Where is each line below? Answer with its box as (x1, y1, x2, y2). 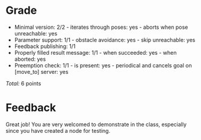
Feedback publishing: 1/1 (14, 43, 76, 50)
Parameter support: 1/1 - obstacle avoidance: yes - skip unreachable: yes (14, 36, 196, 43)
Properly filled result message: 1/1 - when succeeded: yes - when (14, 49, 177, 56)
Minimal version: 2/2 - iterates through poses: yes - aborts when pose (14, 23, 188, 31)
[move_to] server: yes (14, 68, 69, 75)
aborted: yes (14, 55, 46, 62)
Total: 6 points (5, 79, 42, 87)
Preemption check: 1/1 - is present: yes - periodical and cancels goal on (14, 61, 192, 69)
